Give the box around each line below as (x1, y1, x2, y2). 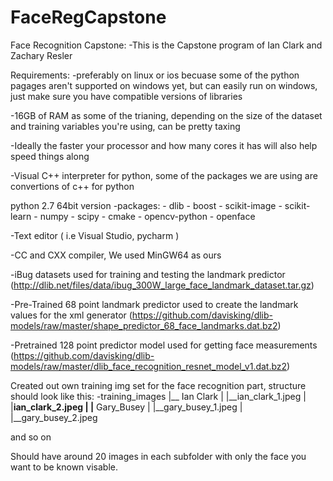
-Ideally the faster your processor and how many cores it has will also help (10, 139, 318, 151)
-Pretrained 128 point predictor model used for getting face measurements (10, 339, 318, 351)
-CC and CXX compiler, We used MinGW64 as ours (10, 249, 222, 261)
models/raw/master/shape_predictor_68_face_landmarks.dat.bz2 (10, 319, 278, 331)
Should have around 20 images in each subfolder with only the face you (10, 450, 307, 462)
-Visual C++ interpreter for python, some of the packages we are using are (10, 169, 318, 181)
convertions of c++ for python (10, 180, 135, 192)
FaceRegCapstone (10, 6, 167, 29)
